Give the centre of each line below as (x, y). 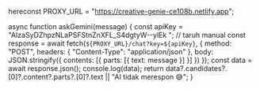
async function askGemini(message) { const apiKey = (96, 26)
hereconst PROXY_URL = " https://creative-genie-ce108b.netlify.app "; (121, 11)
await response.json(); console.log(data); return (86, 69)
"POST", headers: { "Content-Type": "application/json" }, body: (111, 52)
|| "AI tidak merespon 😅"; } (149, 77)
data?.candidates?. (196, 69)
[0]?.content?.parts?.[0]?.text (56, 77)
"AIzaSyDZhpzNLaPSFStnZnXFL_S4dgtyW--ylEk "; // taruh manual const (127, 35)
